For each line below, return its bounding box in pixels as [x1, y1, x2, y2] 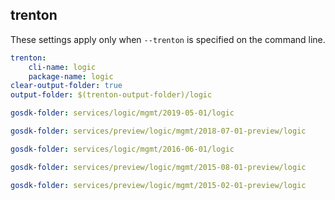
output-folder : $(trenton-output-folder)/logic [10, 90, 213, 100]
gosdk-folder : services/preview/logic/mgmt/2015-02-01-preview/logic [10, 180, 307, 190]
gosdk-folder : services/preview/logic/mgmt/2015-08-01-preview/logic [10, 162, 307, 172]
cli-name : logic [28, 62, 97, 72]
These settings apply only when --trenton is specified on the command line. [10, 33, 326, 45]
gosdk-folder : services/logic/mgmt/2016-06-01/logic [10, 144, 235, 154]
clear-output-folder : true [10, 81, 123, 91]
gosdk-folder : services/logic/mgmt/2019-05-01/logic [10, 108, 235, 118]
